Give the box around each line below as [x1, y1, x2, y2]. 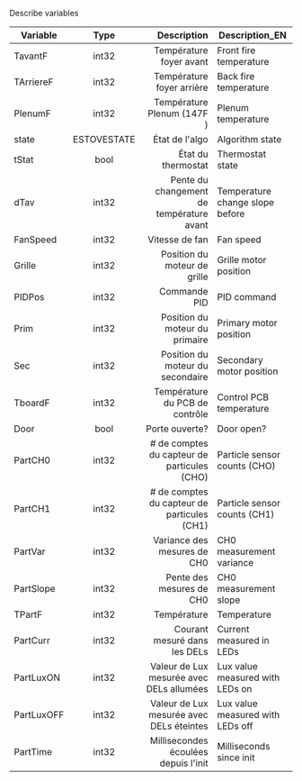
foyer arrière [155, 81, 209, 94]
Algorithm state [217, 133, 282, 145]
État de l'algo [152, 133, 209, 145]
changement [155, 185, 209, 197]
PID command [217, 291, 277, 303]
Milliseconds [217, 740, 271, 752]
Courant [173, 623, 209, 635]
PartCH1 [13, 503, 51, 514]
